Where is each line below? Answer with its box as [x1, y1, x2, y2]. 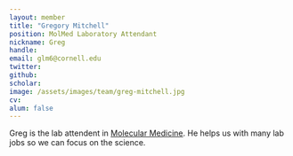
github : [9, 71, 38, 80]
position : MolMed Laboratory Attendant [9, 29, 158, 38]
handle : [9, 46, 38, 55]
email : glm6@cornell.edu [9, 54, 102, 63]
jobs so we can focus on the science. [9, 137, 146, 148]
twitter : [9, 63, 42, 72]
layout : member [9, 12, 66, 22]
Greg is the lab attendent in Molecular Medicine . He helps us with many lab [9, 128, 285, 138]
